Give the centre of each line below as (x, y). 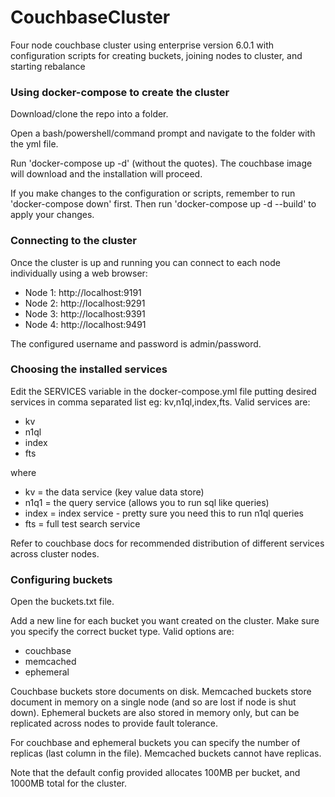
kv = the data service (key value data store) (114, 492)
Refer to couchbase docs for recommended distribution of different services (167, 543)
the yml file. (34, 144)
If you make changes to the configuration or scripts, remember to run (153, 193)
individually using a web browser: (79, 273)
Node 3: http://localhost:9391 (85, 313)
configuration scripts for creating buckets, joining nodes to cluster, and (156, 55)
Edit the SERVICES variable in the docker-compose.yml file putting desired (163, 391)
